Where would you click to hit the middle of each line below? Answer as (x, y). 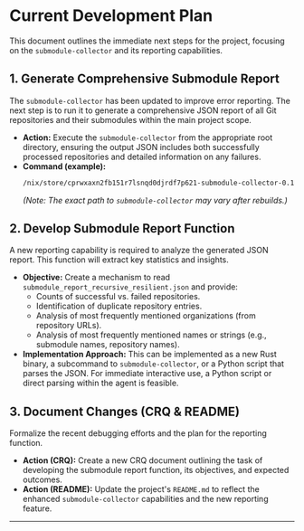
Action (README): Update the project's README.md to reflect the (141, 489)
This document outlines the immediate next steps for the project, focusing (147, 41)
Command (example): (64, 166)
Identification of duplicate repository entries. (119, 306)
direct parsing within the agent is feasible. (100, 383)
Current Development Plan (111, 16)
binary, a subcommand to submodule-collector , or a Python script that (153, 364)
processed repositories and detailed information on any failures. (142, 156)
